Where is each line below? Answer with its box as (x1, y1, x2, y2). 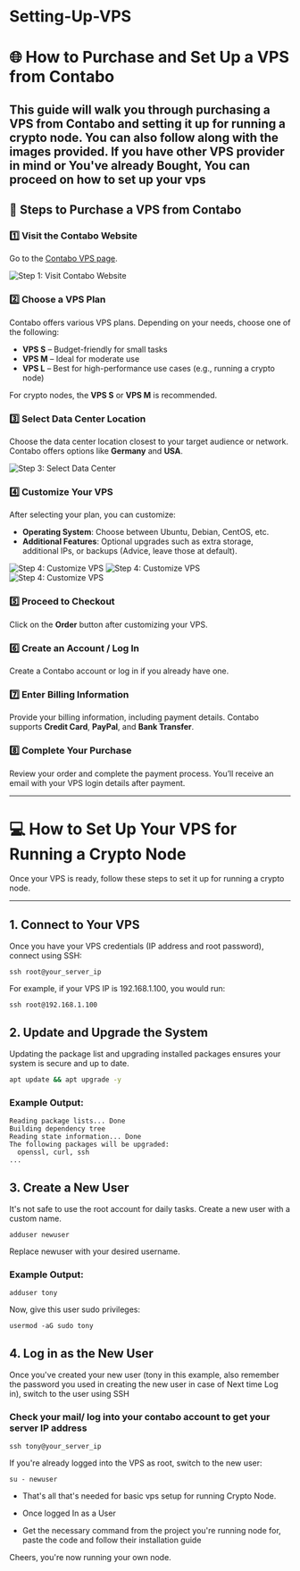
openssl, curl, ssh (17, 1148, 90, 1157)
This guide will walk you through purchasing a (9, 102, 271, 117)
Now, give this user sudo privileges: (9, 1304, 141, 1315)
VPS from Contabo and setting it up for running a (9, 116, 286, 131)
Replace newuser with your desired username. (9, 1246, 180, 1257)
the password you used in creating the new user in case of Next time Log (9, 1379, 279, 1390)
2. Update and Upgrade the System (9, 1024, 208, 1040)
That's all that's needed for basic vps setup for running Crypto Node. (21, 1491, 277, 1501)
